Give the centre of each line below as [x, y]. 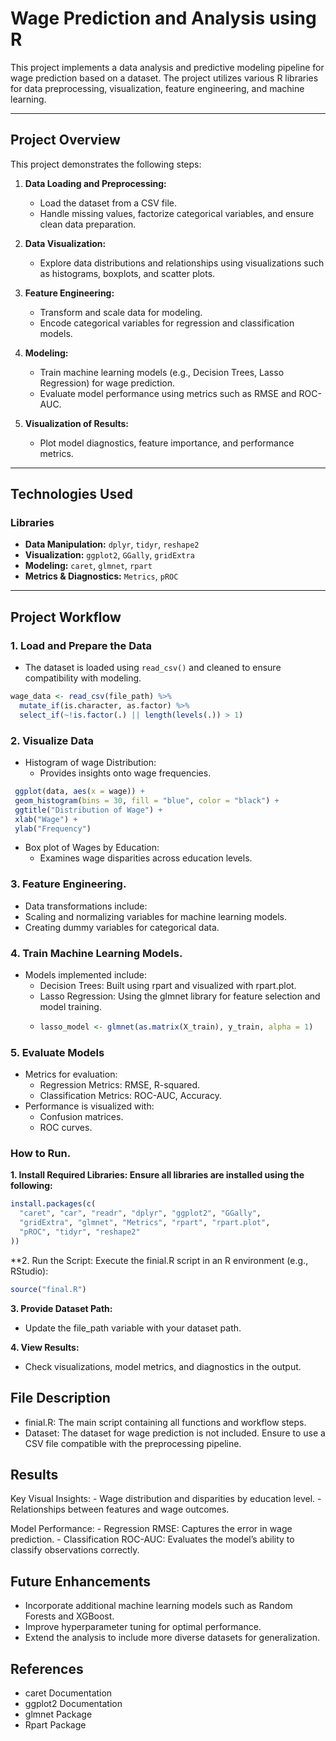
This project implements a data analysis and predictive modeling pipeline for [167, 67]
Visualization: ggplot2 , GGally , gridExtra [109, 555]
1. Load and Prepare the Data [81, 645]
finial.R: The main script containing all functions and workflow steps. [165, 1422]
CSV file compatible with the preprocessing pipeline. [133, 1443]
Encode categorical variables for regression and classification [167, 323]
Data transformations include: [86, 906]
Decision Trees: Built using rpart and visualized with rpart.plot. [168, 986]
